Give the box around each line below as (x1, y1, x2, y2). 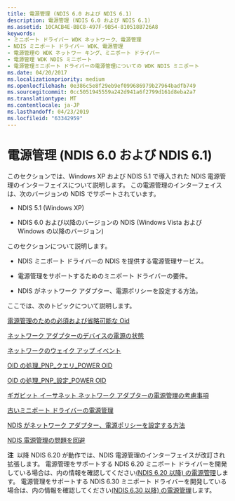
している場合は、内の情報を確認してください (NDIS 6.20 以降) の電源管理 (7, 468, 216, 476)
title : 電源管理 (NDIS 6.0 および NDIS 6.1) (7, 10, 132, 18)
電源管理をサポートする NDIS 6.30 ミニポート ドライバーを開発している (20, 477, 227, 486)
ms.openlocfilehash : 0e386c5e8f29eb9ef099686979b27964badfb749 (7, 82, 196, 89)
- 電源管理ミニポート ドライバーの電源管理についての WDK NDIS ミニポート (7, 63, 200, 70)
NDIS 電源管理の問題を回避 (7, 436, 86, 444)
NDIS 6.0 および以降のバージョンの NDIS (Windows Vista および (17, 218, 202, 226)
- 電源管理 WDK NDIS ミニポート (7, 56, 93, 63)
